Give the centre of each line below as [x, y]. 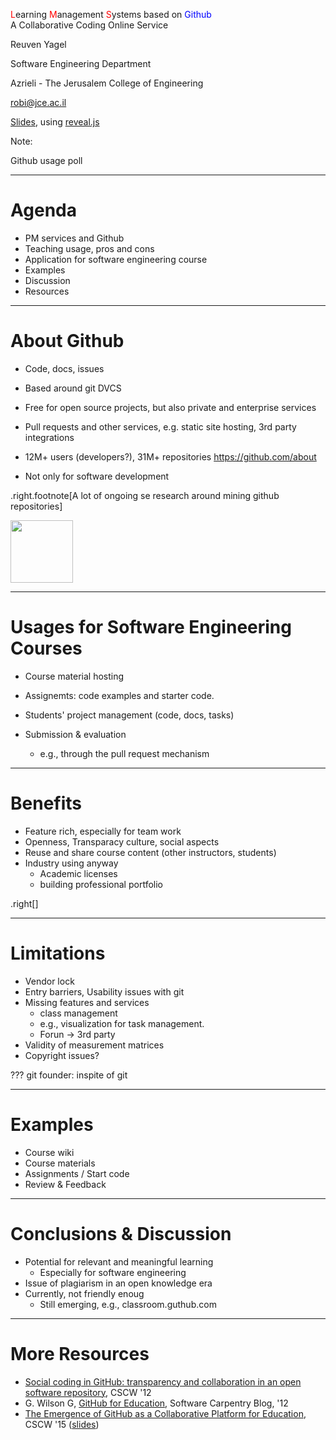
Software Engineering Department [81, 63]
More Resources [80, 1353]
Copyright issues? [62, 1055]
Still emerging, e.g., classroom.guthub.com [128, 1304]
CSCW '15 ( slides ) [62, 1424]
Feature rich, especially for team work [103, 831]
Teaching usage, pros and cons [89, 248]
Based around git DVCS [73, 388]
